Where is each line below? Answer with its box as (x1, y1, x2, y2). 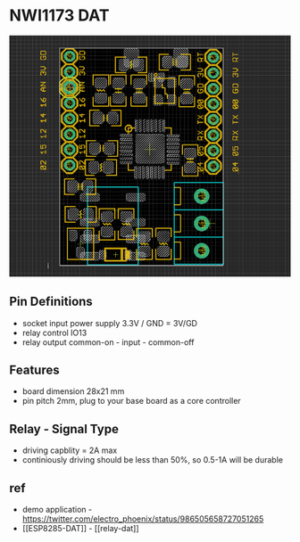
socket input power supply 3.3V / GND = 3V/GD (21, 317, 198, 328)
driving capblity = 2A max (21, 445, 118, 456)
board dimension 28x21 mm (21, 386, 125, 397)
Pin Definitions (9, 294, 94, 309)
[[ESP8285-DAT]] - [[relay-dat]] (21, 522, 140, 533)
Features (9, 362, 60, 377)
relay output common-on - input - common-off (21, 336, 195, 348)
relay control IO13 (21, 327, 87, 338)
